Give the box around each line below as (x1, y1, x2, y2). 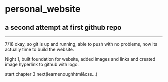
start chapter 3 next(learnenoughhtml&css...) (5, 71, 98, 77)
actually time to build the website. (5, 46, 74, 52)
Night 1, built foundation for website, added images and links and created (5, 56, 156, 62)
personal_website (5, 3, 81, 15)
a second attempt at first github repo (5, 23, 122, 32)
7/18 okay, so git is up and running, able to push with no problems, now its (5, 41, 158, 47)
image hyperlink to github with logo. (5, 61, 79, 67)
